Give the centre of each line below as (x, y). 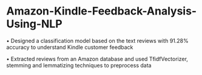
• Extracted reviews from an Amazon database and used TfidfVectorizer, (97, 59)
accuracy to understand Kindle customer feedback (70, 47)
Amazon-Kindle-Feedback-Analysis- (102, 11)
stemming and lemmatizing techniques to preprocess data (79, 65)
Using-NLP (34, 24)
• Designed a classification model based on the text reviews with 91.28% (98, 41)
